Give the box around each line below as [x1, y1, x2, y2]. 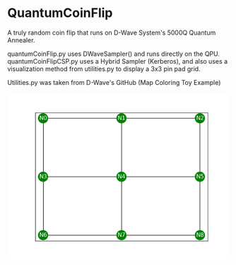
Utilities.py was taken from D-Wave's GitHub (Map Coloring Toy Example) [7, 78, 221, 86]
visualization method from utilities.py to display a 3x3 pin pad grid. [7, 64, 201, 73]
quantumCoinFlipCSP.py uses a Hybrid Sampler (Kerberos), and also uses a [7, 57, 228, 65]
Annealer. [7, 35, 35, 44]
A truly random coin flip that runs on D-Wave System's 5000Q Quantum [7, 28, 216, 37]
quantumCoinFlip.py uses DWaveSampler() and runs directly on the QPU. [7, 49, 220, 58]
